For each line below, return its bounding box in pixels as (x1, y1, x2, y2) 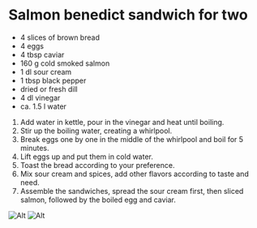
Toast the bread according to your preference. (19, 160, 175, 170)
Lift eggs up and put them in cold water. (19, 152, 154, 161)
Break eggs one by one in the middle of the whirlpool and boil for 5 (19, 134, 244, 144)
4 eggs (19, 41, 45, 50)
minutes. (19, 143, 50, 153)
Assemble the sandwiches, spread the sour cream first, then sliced (19, 186, 244, 196)
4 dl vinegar (19, 92, 61, 102)
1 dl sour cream (19, 67, 72, 76)
